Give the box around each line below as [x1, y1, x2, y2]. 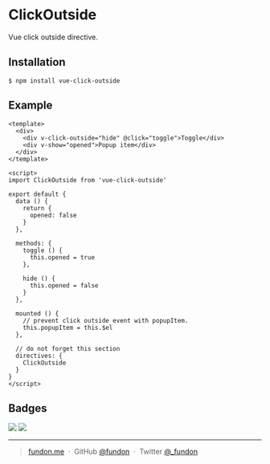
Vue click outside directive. [8, 32, 98, 42]
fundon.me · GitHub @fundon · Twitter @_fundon [27, 447, 198, 457]
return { [22, 204, 52, 212]
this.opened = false [29, 281, 99, 290]
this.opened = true [29, 253, 95, 262]
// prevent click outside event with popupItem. [22, 316, 189, 324]
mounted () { [15, 309, 59, 318]
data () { [15, 197, 48, 206]
